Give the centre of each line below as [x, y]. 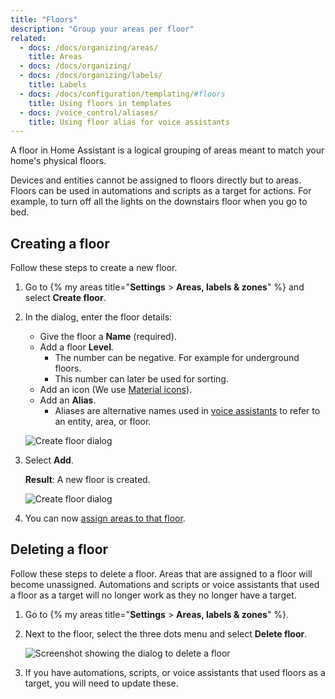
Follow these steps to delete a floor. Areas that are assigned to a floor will [161, 573]
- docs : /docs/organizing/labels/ [91, 76]
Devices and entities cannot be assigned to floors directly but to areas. [156, 180]
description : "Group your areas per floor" [102, 29]
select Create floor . [65, 298]
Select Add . [49, 460]
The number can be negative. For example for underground [177, 358]
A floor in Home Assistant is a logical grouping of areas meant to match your [167, 150]
